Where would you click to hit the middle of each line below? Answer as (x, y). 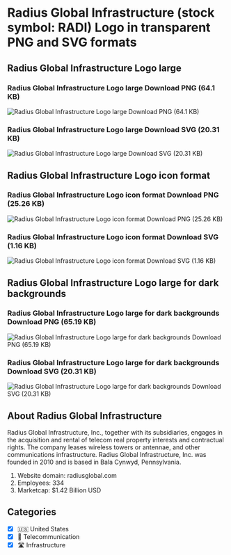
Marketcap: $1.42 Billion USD (59, 490)
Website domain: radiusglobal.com (67, 475)
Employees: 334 (41, 483)
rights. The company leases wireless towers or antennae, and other (104, 447)
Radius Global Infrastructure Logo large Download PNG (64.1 (111, 88)
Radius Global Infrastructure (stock (111, 13)
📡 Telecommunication (48, 536)
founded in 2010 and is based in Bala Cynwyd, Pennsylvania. (94, 462)
